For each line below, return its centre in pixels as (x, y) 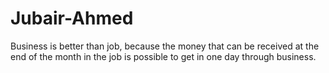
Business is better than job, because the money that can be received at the (165, 46)
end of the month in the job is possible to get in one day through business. (163, 56)
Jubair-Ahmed (72, 18)
